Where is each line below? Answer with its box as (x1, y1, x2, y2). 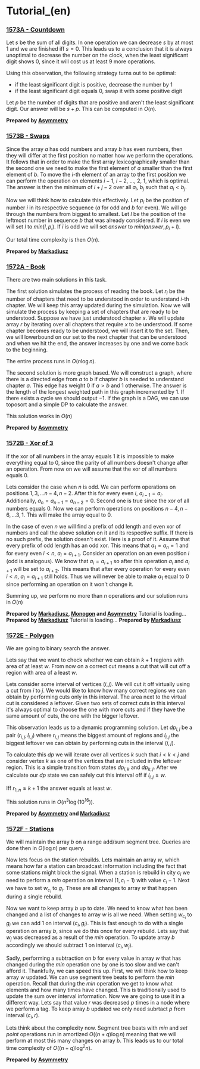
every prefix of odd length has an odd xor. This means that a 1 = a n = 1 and (6, 542, 189, 550)
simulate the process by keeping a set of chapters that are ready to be (6, 308, 179, 316)
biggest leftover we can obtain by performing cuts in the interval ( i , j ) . (6, 740, 176, 747)
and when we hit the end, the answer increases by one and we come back (6, 340, 189, 347)
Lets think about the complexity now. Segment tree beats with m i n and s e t (6, 1024, 188, 1031)
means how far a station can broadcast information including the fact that (6, 863, 186, 870)
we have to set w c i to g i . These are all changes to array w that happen (6, 884, 177, 894)
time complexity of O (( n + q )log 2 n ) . (6, 1043, 92, 1052)
